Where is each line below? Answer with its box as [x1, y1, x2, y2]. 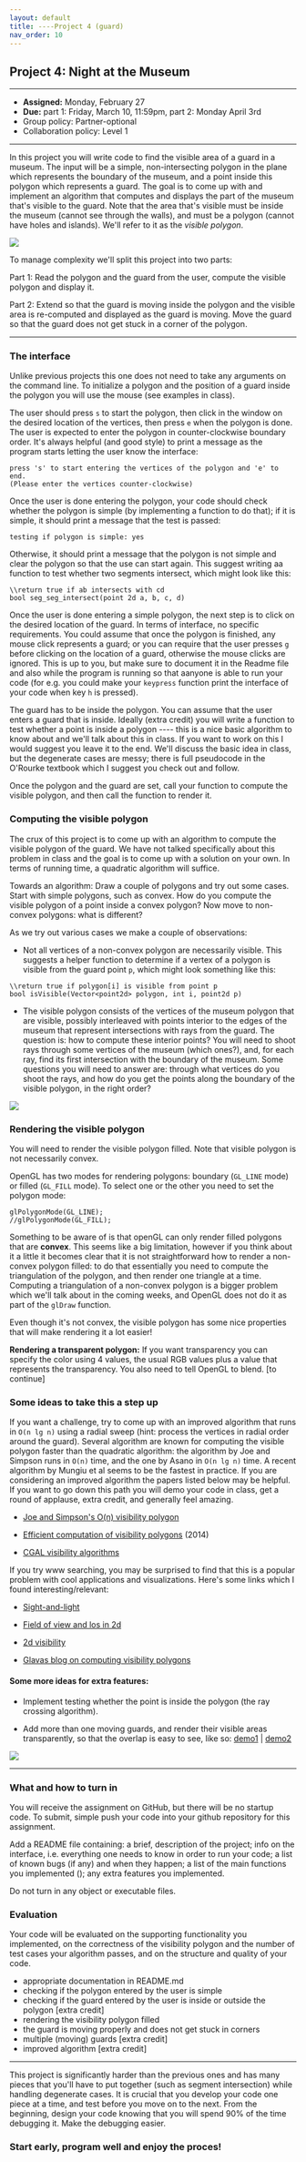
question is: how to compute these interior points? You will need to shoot [22, 1035, 296, 1045]
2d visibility [22, 1637, 66, 1648]
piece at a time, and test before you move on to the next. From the [9, 2098, 258, 2109]
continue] [9, 1373, 46, 1384]
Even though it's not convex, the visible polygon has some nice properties [9, 1317, 287, 1328]
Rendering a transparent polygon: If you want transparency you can [9, 1344, 269, 1355]
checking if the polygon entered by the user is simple [22, 1985, 223, 1996]
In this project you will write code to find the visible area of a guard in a [9, 152, 276, 163]
